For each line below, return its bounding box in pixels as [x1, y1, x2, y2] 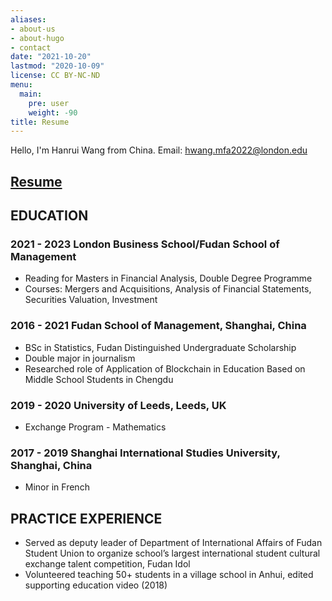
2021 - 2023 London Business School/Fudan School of [10, 237, 280, 251]
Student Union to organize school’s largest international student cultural [24, 547, 321, 560]
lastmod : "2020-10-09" [10, 61, 105, 71]
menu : [10, 80, 33, 90]
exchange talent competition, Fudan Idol [24, 558, 191, 570]
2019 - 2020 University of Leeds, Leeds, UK [10, 398, 227, 412]
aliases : [10, 14, 47, 25]
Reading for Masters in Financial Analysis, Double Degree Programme [24, 272, 313, 285]
